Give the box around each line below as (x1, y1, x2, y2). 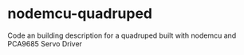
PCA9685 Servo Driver (7, 38, 83, 48)
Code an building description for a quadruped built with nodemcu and (7, 31, 237, 40)
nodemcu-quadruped (7, 5, 153, 23)
